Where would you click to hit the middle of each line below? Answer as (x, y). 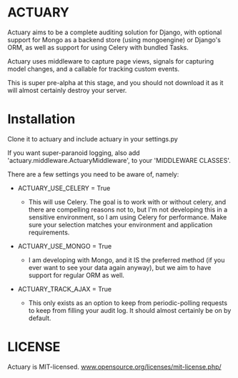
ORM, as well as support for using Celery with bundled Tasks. (98, 47)
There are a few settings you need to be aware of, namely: (93, 174)
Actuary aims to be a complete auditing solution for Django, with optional (115, 32)
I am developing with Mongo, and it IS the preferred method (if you (127, 260)
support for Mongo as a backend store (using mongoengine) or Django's (114, 39)
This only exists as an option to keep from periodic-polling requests (128, 303)
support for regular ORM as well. (76, 275)
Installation (41, 119)
